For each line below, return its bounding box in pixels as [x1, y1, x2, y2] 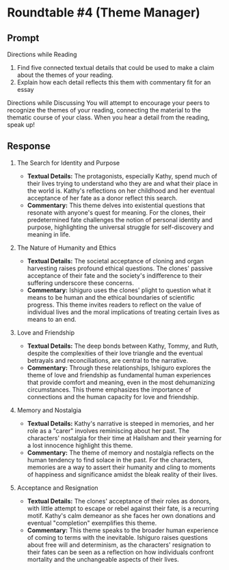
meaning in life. [27, 230, 70, 238]
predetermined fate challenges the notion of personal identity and [27, 215, 213, 224]
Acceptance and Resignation [16, 484, 98, 492]
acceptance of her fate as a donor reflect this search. [27, 193, 178, 202]
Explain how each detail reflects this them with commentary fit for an [16, 78, 211, 86]
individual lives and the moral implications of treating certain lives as [27, 307, 220, 316]
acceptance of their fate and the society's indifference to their [27, 271, 202, 279]
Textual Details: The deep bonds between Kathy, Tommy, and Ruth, [27, 342, 219, 350]
